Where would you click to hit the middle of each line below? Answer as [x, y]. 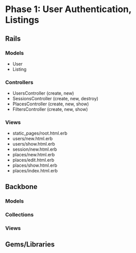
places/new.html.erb [34, 155]
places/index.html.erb [35, 171]
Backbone [21, 187]
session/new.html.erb [35, 149]
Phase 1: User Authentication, [68, 9]
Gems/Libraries [30, 245]
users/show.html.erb [34, 144]
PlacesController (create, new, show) [51, 104]
